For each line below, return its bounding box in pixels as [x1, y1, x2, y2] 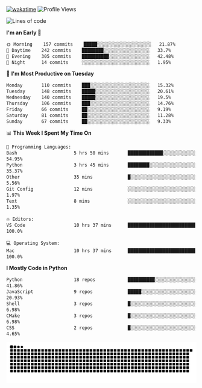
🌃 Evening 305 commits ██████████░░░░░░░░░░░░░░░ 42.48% [6, 54, 174, 60]
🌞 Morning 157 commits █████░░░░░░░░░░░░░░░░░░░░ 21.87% [6, 42, 176, 48]
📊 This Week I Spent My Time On [6, 129, 92, 137]
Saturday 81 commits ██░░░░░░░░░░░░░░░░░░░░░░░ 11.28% [6, 112, 174, 119]
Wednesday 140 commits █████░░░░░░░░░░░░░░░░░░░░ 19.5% [6, 94, 171, 100]
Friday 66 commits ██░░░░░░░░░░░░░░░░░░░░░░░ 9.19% [6, 106, 171, 112]
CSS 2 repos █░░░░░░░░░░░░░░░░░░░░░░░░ [6, 325, 196, 331]
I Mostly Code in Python [6, 265, 68, 271]
